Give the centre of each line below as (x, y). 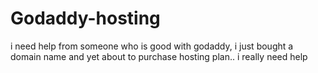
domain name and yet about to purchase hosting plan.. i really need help (159, 56)
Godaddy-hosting (85, 18)
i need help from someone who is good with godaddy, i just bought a (152, 46)
